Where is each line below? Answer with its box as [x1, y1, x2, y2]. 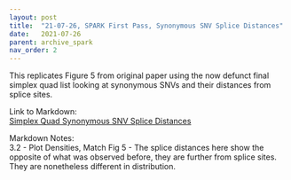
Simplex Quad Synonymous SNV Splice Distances [9, 116, 192, 127]
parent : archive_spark [9, 37, 93, 47]
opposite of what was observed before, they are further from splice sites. [9, 152, 278, 162]
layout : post [9, 12, 58, 22]
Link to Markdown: [9, 106, 77, 117]
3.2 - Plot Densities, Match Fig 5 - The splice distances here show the [9, 143, 264, 153]
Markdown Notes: [9, 133, 75, 144]
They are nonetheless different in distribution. [9, 161, 176, 172]
